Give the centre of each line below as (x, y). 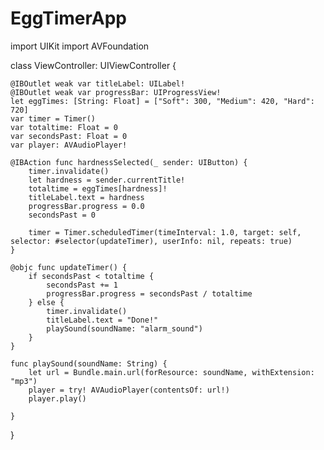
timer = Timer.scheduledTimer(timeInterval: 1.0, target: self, (165, 232)
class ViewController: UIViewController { (93, 65)
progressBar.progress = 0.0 (86, 206)
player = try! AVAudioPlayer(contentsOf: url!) (129, 390)
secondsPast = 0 (62, 215)
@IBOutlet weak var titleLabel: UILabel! (98, 83)
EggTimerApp (68, 18)
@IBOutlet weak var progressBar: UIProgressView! (116, 92)
